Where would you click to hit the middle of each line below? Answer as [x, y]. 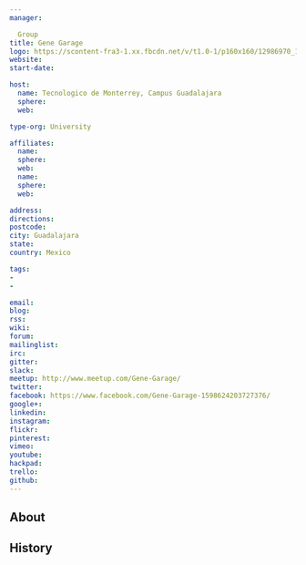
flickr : [24, 429]
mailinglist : [34, 344]
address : [26, 211]
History [31, 548]
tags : [20, 269]
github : [24, 480]
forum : [22, 336]
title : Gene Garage [46, 43]
